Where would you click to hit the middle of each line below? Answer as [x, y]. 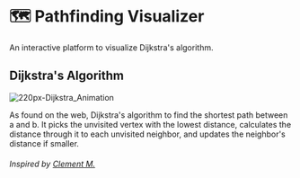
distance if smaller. [44, 143]
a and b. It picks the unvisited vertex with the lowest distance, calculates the [150, 124]
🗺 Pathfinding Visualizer [107, 17]
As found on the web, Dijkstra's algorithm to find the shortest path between [149, 115]
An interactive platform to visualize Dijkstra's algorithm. [111, 47]
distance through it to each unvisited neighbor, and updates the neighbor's [147, 134]
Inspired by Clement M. [53, 164]
